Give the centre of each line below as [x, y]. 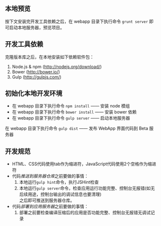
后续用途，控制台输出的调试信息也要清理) [60, 194]
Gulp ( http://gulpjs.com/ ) [37, 77]
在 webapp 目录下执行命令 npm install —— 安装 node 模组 [71, 106]
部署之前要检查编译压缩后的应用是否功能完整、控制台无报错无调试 [85, 212]
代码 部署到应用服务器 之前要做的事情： [50, 207]
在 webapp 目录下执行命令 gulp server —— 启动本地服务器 [71, 118]
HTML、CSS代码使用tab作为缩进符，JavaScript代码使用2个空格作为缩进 [84, 164]
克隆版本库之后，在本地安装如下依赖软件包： [50, 57]
